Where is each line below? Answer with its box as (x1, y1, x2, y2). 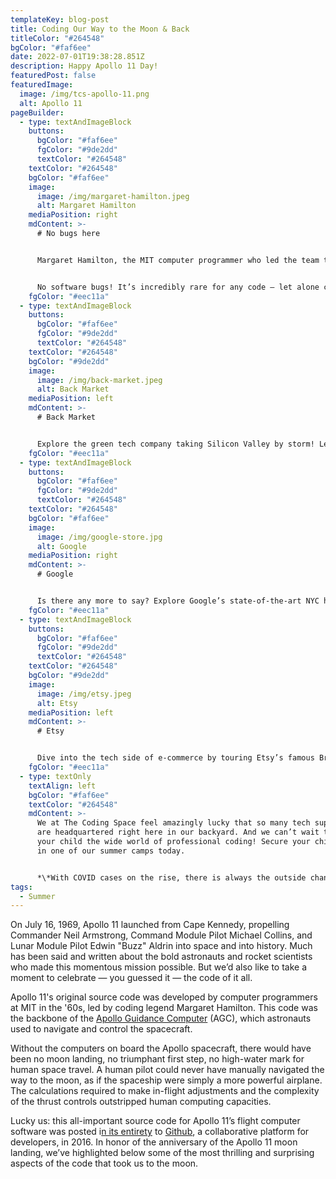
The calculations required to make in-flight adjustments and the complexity (10, 1085, 320, 1097)
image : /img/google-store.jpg (36, 532, 163, 542)
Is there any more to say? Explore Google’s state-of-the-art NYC (36, 596, 320, 606)
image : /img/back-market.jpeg (36, 375, 163, 385)
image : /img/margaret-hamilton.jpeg (36, 191, 190, 201)
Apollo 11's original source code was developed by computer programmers (10, 991, 318, 1003)
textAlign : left (28, 781, 97, 791)
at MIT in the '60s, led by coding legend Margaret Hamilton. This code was (10, 1002, 318, 1014)
